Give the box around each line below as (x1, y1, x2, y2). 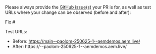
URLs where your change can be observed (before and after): (5, 9, 131, 15)
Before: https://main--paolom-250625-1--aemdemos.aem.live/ (12, 38, 140, 44)
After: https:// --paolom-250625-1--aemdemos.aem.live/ (12, 44, 127, 49)
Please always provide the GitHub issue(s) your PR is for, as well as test (5, 4, 151, 10)
